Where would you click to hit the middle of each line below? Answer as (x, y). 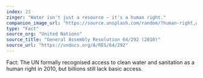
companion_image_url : (34, 23)
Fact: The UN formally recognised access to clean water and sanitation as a (101, 62)
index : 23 (19, 12)
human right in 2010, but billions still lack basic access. (75, 68)
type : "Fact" (23, 28)
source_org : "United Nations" (44, 34)
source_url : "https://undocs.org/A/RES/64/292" (67, 46)
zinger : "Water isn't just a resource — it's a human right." (86, 17)
